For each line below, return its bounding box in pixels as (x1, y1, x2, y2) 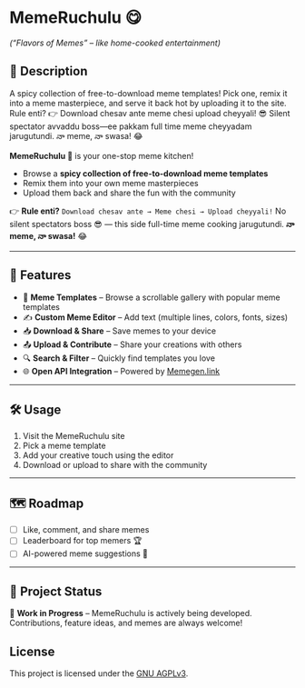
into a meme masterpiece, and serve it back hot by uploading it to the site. (9, 97, 288, 108)
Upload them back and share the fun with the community (22, 187, 236, 198)
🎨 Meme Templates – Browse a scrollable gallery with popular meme (22, 292, 280, 303)
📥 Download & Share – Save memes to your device (22, 325, 216, 336)
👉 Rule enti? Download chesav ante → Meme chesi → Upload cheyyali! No (9, 205, 287, 216)
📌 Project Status (9, 583, 103, 599)
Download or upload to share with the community (22, 460, 208, 471)
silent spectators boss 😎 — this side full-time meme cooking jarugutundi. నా (9, 218, 295, 229)
